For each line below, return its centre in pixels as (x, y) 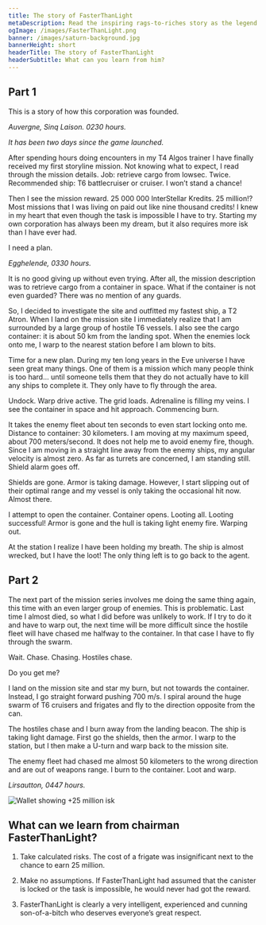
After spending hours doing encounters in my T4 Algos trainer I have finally (131, 157)
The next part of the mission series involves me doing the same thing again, (132, 599)
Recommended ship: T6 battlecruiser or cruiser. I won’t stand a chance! (125, 183)
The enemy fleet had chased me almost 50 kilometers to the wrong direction (133, 761)
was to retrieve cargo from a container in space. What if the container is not (132, 286)
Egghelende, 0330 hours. (50, 262)
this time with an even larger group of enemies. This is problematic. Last (126, 608)
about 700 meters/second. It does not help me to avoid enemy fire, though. (131, 441)
